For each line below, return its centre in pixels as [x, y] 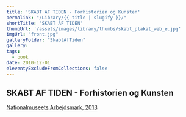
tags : [13, 52]
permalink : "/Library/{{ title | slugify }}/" [66, 18]
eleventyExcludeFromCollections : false [57, 68]
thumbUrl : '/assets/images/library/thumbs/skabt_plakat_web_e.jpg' [94, 29]
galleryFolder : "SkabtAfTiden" [46, 40]
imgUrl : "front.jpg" [33, 35]
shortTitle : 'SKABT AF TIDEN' [45, 23]
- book [20, 57]
